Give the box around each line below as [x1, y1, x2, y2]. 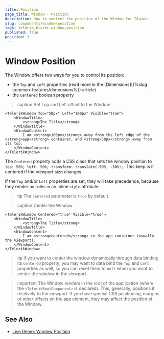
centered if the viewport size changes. [5, 169, 83, 174]
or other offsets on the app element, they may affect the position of [17, 296, 153, 302]
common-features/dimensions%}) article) [12, 86, 96, 92]
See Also [5, 315, 33, 324]
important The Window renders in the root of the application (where [17, 280, 154, 286]
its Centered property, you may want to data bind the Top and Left [17, 260, 149, 266]
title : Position [5, 7, 38, 12]
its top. [5, 141, 23, 146]
